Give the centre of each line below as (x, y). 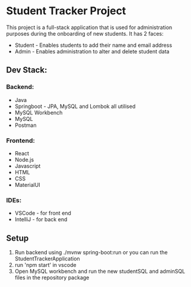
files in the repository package (52, 278)
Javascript (28, 166)
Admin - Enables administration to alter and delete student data (92, 51)
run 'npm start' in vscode (45, 265)
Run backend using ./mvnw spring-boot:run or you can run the (91, 253)
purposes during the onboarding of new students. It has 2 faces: (85, 33)
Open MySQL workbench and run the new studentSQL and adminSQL (100, 272)
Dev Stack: (27, 70)
